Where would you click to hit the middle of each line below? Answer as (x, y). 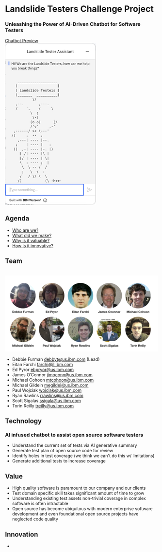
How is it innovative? (32, 246)
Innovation (22, 534)
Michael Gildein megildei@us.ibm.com (50, 385)
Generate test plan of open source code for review (63, 451)
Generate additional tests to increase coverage (59, 461)
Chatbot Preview (22, 41)
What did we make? (32, 235)
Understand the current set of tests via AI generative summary (74, 445)
